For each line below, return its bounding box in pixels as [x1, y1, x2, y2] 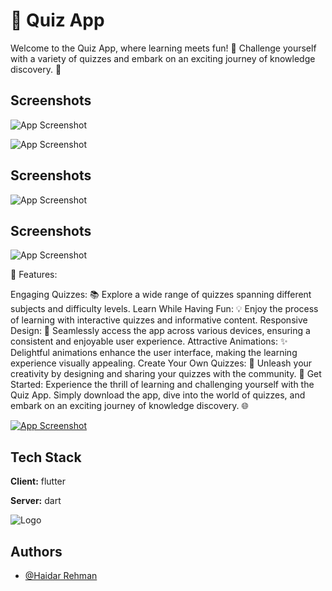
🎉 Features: [10, 269, 58, 281]
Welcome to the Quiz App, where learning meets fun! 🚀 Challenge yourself [10, 42, 317, 54]
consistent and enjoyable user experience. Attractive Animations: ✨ [10, 335, 288, 348]
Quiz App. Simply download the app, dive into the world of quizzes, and [10, 389, 306, 401]
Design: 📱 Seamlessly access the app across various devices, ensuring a [10, 325, 311, 337]
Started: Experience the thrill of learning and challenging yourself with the [10, 379, 315, 391]
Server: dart [10, 495, 62, 507]
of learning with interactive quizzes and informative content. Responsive [10, 314, 308, 326]
